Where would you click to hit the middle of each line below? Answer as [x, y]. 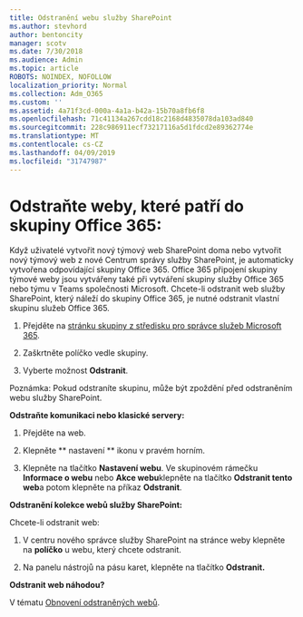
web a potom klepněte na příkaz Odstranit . [102, 487]
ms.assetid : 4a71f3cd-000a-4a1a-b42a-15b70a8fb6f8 [107, 111]
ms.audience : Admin [46, 60]
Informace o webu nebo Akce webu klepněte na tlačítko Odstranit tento [157, 478]
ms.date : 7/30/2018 [46, 52]
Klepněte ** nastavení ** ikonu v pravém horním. [114, 451]
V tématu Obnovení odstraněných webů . [85, 602]
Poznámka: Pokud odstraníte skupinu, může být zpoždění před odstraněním [151, 388]
